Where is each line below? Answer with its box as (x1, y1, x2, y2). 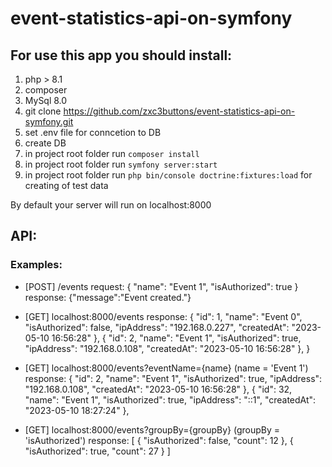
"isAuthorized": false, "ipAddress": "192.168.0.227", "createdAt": (24, 321, 290, 333)
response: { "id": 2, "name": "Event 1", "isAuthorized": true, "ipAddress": (24, 372, 323, 384)
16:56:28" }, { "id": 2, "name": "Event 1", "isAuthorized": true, (51, 332, 302, 344)
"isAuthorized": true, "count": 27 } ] (24, 445, 171, 457)
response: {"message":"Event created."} (24, 291, 192, 303)
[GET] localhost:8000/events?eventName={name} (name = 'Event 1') (24, 362, 309, 374)
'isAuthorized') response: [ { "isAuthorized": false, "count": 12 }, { (24, 434, 294, 446)
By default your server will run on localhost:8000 (10, 199, 212, 211)
